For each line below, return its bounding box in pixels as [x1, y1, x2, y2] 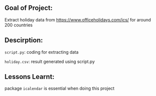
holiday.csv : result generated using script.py [4, 58, 95, 64]
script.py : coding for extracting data [4, 49, 79, 55]
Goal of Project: [4, 4, 53, 12]
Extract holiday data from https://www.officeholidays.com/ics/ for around [4, 17, 151, 22]
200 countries [4, 22, 33, 28]
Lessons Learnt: [4, 73, 54, 81]
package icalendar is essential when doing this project [4, 85, 115, 92]
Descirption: [4, 36, 43, 44]
